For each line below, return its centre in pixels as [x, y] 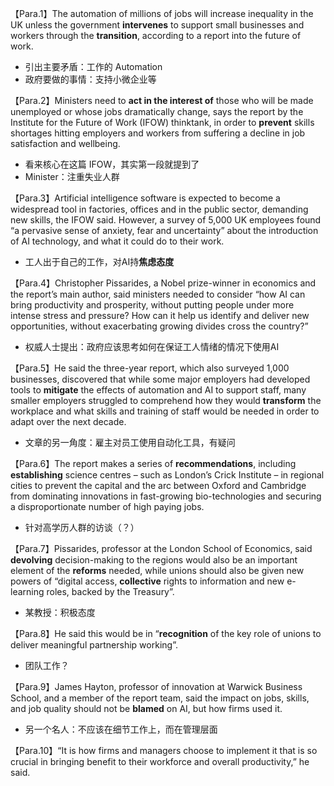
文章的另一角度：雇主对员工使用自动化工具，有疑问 [130, 442]
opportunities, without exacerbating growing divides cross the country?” [159, 326]
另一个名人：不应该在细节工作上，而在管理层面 [121, 729]
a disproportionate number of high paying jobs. [107, 506]
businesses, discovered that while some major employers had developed [160, 379]
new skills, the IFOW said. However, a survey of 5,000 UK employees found [166, 220]
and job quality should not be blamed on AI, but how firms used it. [146, 708]
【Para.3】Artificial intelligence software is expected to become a [145, 198]
